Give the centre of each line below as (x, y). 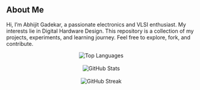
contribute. (20, 43)
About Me (25, 10)
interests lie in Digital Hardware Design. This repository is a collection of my (100, 31)
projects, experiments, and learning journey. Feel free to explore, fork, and (98, 37)
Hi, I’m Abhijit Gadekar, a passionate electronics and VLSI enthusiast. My (96, 24)
